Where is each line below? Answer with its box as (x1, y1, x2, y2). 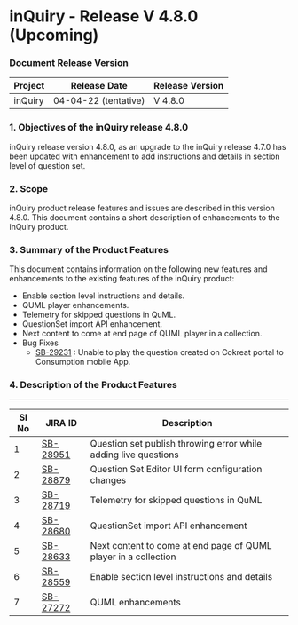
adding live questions (90, 448, 179, 461)
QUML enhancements (90, 596, 182, 608)
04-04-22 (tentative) (52, 95, 145, 107)
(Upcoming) (9, 25, 99, 45)
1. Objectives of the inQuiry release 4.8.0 (9, 122, 189, 134)
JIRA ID (45, 416, 78, 429)
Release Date (70, 80, 128, 92)
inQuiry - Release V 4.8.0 (9, 6, 199, 27)
